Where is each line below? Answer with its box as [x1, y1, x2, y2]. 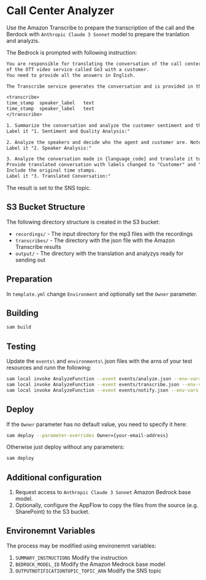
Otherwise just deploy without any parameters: [6, 443, 124, 451]
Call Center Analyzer [6, 4, 115, 18]
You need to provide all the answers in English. [6, 72, 136, 78]
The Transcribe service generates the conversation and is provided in [6, 83, 193, 90]
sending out [15, 256, 46, 264]
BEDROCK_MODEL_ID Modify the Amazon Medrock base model [15, 560, 166, 568]
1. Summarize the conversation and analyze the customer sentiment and [6, 122, 193, 129]
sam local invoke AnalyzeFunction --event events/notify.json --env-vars [6, 387, 199, 393]
